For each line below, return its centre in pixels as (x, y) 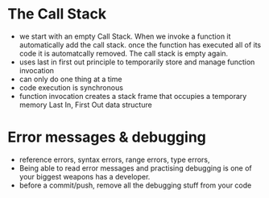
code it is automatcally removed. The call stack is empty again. (124, 53)
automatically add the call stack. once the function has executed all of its (140, 44)
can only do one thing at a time (70, 79)
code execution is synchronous (71, 87)
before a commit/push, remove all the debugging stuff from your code (135, 185)
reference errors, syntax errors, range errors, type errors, (114, 159)
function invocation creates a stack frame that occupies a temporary (133, 96)
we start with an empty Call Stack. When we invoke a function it (125, 36)
